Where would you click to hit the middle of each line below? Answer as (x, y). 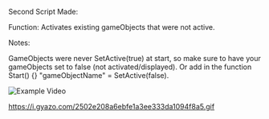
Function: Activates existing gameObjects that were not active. (112, 27)
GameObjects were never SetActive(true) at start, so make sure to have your (134, 58)
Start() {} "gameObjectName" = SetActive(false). (89, 75)
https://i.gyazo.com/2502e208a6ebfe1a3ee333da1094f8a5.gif (112, 107)
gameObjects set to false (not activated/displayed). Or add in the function (130, 67)
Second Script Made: (43, 12)
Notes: (19, 43)
